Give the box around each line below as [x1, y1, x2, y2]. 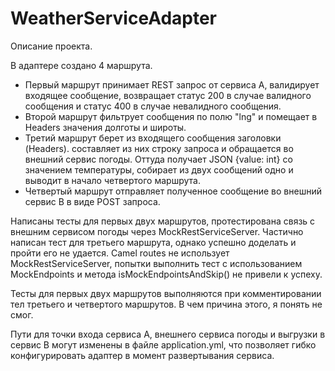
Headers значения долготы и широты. [24, 121, 187, 133]
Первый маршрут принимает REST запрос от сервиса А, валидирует [24, 78, 320, 91]
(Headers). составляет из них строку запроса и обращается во [24, 142, 294, 154]
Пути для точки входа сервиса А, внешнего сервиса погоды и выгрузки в [10, 328, 326, 340]
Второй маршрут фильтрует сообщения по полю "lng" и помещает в [24, 110, 318, 122]
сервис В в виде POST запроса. [24, 195, 161, 207]
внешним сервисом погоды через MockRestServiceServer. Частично [10, 225, 304, 237]
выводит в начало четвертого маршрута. [24, 174, 201, 186]
